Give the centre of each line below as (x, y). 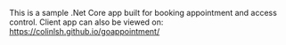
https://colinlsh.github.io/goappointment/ (85, 31)
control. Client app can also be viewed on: (86, 22)
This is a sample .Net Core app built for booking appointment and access (143, 13)
